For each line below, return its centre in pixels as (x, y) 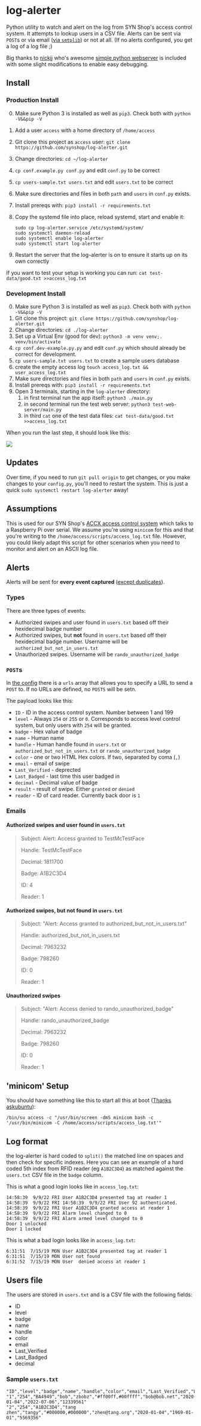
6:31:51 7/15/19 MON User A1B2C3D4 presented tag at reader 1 (87, 1251)
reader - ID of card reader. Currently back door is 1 (77, 795)
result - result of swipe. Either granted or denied (75, 789)
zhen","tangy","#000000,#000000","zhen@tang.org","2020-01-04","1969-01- (100, 1413)
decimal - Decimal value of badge (56, 782)
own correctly (32, 261)
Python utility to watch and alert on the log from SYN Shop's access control (99, 27)
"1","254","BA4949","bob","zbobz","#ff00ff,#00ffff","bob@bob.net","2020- (101, 1397)
